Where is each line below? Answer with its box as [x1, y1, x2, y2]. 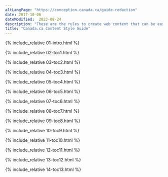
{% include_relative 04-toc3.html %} [5, 69, 81, 75]
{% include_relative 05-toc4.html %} [5, 79, 80, 85]
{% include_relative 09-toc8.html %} [5, 118, 81, 124]
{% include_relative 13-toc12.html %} [5, 157, 81, 163]
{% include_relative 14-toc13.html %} [5, 166, 81, 172]
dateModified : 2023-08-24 [5, 17, 61, 22]
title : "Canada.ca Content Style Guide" [5, 26, 91, 31]
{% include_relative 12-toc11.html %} [5, 147, 80, 153]
